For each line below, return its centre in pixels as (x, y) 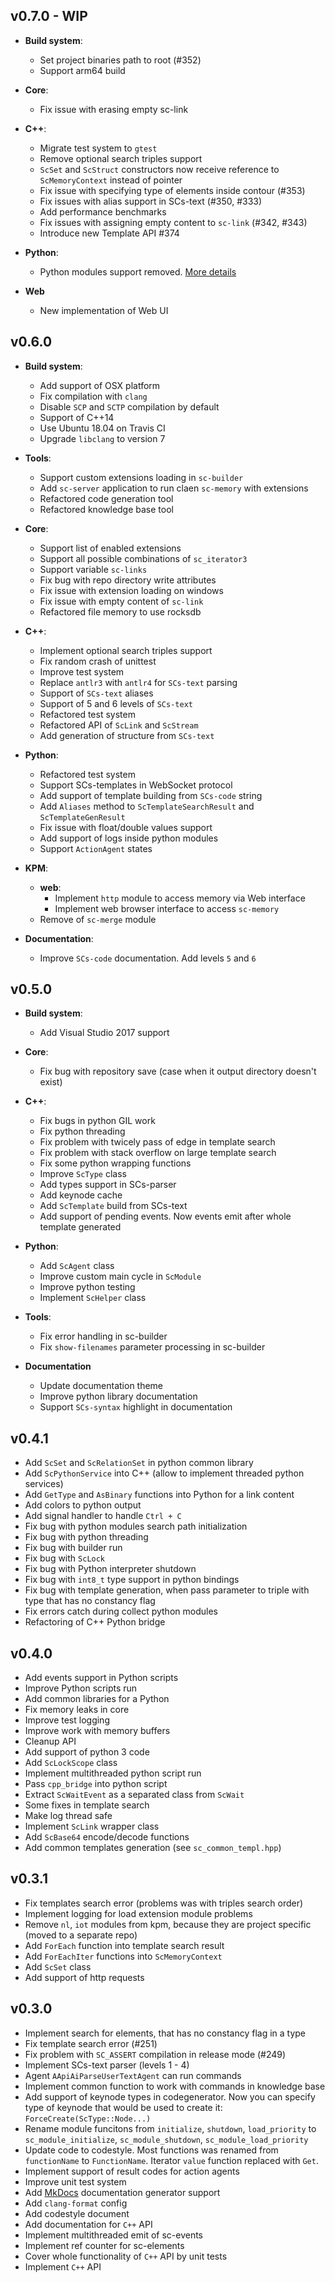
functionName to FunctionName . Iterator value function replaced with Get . (171, 2160)
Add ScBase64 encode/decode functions (107, 1837)
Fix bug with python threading (86, 1537)
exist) (51, 1082)
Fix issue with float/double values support (126, 827)
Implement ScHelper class (93, 1298)
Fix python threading (82, 1131)
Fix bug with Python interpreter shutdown (110, 1569)
